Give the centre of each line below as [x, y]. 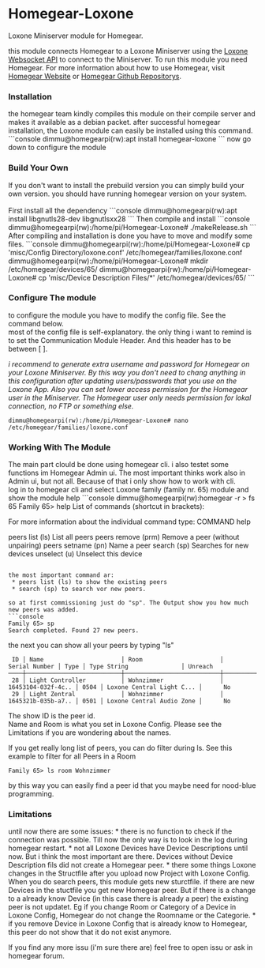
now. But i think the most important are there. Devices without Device [121, 857]
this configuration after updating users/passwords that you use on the [123, 381]
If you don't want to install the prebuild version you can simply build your [126, 185]
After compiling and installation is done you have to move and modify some [130, 235]
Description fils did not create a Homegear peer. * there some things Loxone [132, 865]
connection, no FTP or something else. [71, 406]
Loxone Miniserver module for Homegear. [76, 36]
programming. [31, 794]
